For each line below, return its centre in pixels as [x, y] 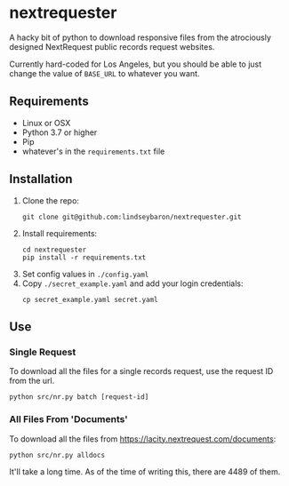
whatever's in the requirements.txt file [93, 151]
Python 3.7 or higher [60, 132]
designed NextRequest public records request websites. [112, 46]
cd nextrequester [54, 250]
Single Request [43, 352]
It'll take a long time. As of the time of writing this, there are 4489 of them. [145, 471]
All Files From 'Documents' [69, 419]
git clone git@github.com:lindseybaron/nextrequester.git [132, 217]
